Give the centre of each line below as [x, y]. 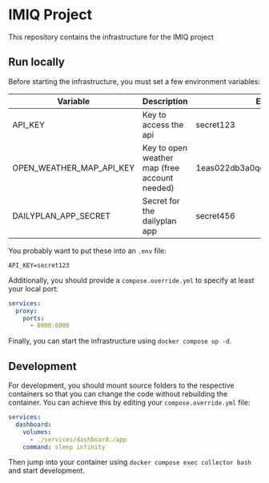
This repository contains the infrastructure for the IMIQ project [111, 37]
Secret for [161, 200]
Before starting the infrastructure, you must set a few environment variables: [134, 81]
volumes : [37, 432]
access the [163, 124]
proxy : [26, 311]
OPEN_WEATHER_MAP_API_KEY [74, 167]
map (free [161, 167]
